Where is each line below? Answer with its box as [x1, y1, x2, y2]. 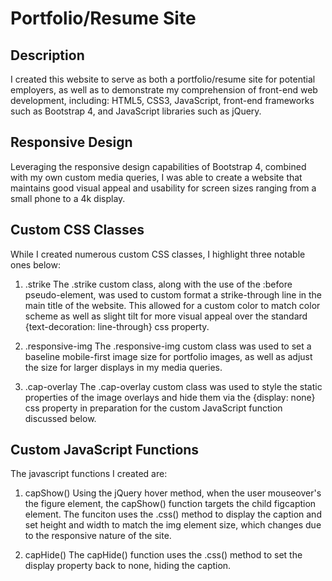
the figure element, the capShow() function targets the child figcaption [24, 498, 317, 510]
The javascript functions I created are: [10, 468, 168, 480]
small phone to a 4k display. [10, 192, 126, 204]
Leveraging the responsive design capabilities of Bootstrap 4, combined [10, 160, 307, 172]
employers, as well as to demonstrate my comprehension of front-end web [10, 84, 318, 96]
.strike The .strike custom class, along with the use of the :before [24, 278, 293, 290]
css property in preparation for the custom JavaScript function [24, 402, 283, 414]
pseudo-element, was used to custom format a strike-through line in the [24, 288, 323, 301]
